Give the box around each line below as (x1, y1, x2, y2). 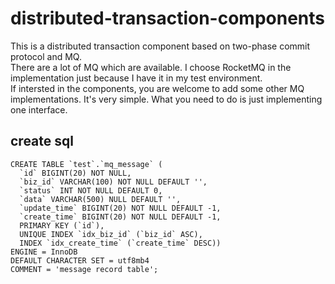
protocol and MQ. (10, 50, 82, 62)
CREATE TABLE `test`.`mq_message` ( (10, 159, 163, 169)
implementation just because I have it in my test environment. (10, 72, 263, 84)
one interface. (10, 103, 68, 116)
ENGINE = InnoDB (10, 247, 78, 257)
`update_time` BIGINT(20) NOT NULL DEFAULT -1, (19, 203, 222, 213)
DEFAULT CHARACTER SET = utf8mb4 (10, 255, 150, 266)
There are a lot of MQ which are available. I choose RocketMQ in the (10, 61, 292, 73)
